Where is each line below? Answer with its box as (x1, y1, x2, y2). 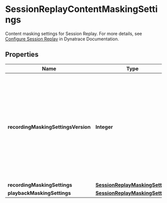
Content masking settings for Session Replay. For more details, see (5, 30, 143, 36)
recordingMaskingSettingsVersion (7, 123, 91, 130)
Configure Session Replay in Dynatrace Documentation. (5, 36, 119, 42)
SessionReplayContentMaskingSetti (5, 3, 158, 15)
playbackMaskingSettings (7, 190, 71, 197)
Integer (95, 123, 113, 130)
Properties (5, 50, 39, 59)
